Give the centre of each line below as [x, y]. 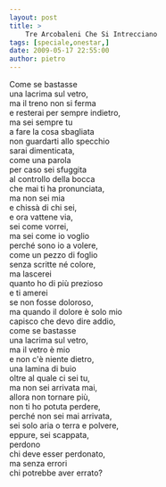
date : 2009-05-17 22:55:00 [59, 51]
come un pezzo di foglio [54, 255]
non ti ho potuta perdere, [55, 406]
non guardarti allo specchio [59, 141]
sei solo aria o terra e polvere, [64, 425]
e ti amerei [29, 293]
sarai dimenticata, [42, 151]
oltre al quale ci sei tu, [50, 378]
